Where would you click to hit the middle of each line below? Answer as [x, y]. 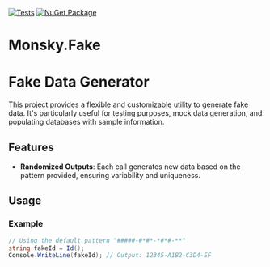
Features [31, 147]
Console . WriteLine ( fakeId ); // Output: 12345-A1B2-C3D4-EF [110, 256]
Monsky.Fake [55, 45]
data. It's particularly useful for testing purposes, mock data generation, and [135, 113]
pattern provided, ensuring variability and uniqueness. [110, 175]
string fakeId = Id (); [46, 248]
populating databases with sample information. [86, 122]
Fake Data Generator [79, 82]
